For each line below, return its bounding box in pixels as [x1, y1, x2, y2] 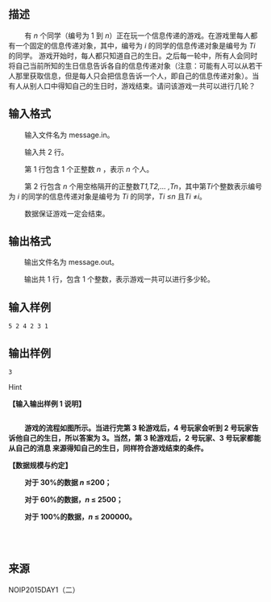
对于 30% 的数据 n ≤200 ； [24, 478, 112, 487]
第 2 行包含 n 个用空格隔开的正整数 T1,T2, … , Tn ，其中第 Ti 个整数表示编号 [24, 181, 263, 191]
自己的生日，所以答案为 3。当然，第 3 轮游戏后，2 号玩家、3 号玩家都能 [22, 433, 261, 443]
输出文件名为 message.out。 [23, 257, 119, 267]
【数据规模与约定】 [8, 461, 73, 470]
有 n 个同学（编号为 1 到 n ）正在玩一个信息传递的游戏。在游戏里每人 [24, 31, 251, 40]
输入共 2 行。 [24, 147, 69, 157]
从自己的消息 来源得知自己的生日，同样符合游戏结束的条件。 [8, 443, 208, 454]
